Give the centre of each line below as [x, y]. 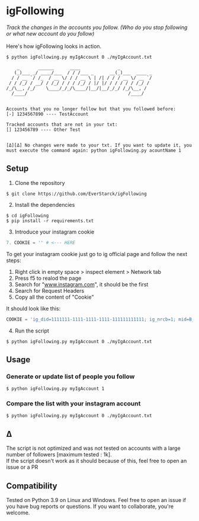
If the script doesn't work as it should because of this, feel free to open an [97, 461]
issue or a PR [22, 467]
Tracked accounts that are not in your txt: [62, 124]
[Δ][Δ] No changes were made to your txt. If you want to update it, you [99, 145]
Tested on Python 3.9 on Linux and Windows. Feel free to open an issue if [96, 500]
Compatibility [32, 486]
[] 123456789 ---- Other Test [44, 130]
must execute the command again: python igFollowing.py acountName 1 [94, 150]
